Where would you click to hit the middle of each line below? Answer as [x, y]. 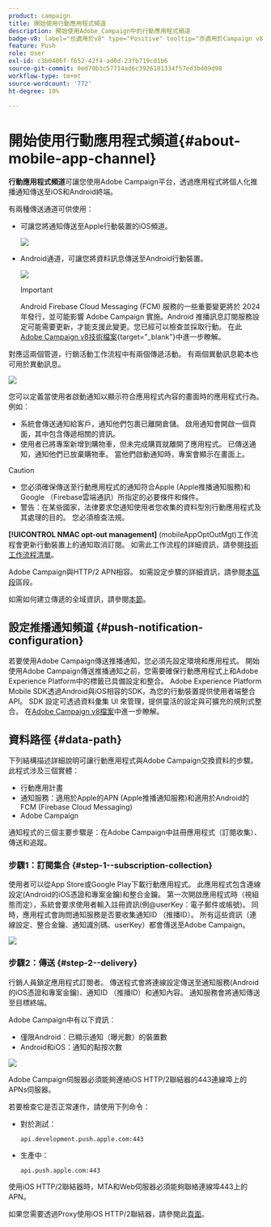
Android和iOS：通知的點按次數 [71, 1047]
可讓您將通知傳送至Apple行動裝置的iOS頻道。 [96, 226]
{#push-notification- [150, 627]
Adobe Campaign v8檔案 [73, 712]
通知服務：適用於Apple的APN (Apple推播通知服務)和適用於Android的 [134, 798]
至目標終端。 [30, 1002]
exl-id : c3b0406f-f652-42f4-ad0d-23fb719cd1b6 [88, 61]
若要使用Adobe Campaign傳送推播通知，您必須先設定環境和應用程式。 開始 [134, 661]
